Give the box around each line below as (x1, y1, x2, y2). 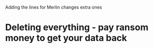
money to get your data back (5, 32, 127, 44)
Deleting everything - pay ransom (5, 22, 149, 33)
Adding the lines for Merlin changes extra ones (5, 4, 102, 10)
